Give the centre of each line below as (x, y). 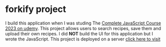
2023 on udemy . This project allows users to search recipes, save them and (83, 28)
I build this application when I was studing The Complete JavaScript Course (83, 23)
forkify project (36, 9)
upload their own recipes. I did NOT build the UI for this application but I (79, 33)
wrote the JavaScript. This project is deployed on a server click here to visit (83, 39)
